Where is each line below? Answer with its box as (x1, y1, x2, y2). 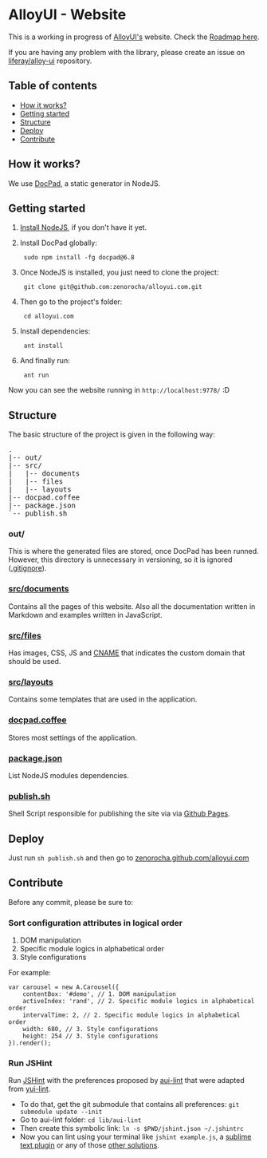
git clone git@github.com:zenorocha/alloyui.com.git (23, 283, 202, 291)
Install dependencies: (19, 326, 91, 336)
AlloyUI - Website (8, 6, 127, 24)
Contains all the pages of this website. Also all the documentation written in (8, 601, 256, 611)
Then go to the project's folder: (19, 297, 123, 306)
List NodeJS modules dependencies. (8, 770, 129, 780)
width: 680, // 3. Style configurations (22, 1026, 159, 1034)
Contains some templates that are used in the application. (8, 694, 198, 704)
